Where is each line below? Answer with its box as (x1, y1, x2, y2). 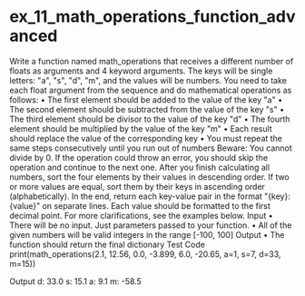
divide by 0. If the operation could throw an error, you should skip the (9, 152, 269, 163)
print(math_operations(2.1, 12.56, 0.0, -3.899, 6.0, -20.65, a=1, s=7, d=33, (9, 248, 281, 260)
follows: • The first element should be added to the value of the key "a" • (9, 94, 283, 105)
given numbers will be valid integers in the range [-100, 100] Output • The (9, 229, 285, 240)
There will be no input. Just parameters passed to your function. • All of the (9, 220, 292, 231)
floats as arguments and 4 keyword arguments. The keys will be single (9, 65, 273, 76)
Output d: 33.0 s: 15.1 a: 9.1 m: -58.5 (9, 275, 143, 287)
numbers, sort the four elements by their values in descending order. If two (9, 171, 290, 183)
